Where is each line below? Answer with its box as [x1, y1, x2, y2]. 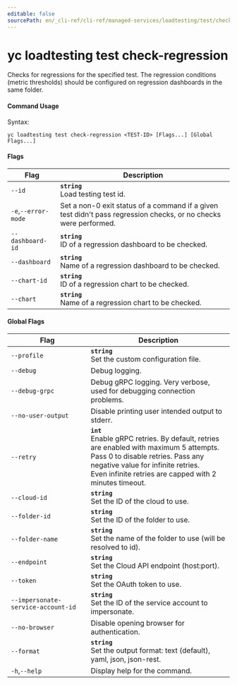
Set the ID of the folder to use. [90, 515, 190, 525]
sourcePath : [7, 17, 42, 24]
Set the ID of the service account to [90, 598, 208, 608]
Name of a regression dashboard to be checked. [59, 261, 220, 270]
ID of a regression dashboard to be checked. [59, 239, 208, 249]
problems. [90, 395, 124, 405]
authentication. [90, 627, 140, 637]
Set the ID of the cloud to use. [90, 496, 189, 506]
